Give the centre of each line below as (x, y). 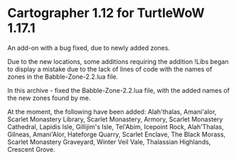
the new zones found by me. (49, 98)
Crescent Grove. (31, 149)
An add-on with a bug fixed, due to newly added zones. (89, 48)
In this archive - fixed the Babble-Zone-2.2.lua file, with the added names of (118, 90)
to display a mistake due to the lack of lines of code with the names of (110, 69)
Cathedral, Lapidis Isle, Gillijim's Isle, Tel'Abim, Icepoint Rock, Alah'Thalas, (116, 126)
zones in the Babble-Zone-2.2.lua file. (63, 77)
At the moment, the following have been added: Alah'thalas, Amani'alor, (112, 111)
